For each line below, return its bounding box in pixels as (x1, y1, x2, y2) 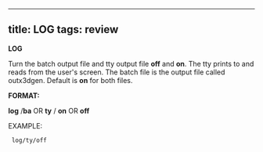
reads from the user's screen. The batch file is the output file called (8, 67, 225, 77)
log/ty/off (11, 136, 47, 144)
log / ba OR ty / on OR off (8, 106, 90, 115)
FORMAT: (8, 91, 40, 100)
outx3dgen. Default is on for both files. (8, 75, 133, 85)
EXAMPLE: (8, 121, 43, 130)
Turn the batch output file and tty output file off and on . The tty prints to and (8, 59, 254, 68)
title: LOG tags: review (8, 23, 119, 36)
